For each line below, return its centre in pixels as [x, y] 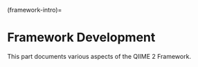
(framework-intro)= [35, 10]
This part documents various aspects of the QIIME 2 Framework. [99, 56]
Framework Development [81, 38]
